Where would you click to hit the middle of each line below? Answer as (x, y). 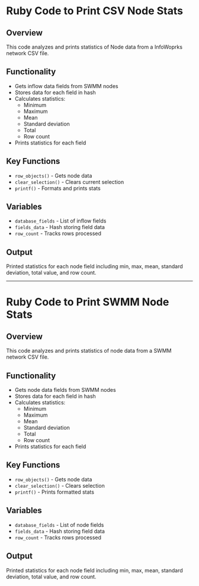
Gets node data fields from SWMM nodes (65, 390)
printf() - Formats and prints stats (57, 188)
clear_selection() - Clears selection (60, 485)
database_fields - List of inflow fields (60, 221)
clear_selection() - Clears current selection (69, 182)
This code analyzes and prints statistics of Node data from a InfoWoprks (94, 47)
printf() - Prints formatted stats (54, 492)
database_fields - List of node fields (59, 524)
